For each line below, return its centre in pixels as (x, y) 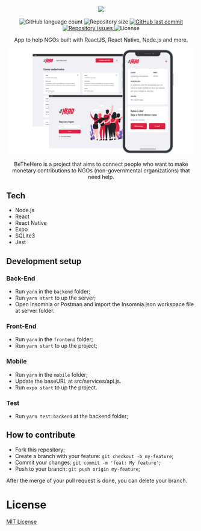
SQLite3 (25, 236)
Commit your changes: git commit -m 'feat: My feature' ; (88, 462)
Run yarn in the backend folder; (53, 292)
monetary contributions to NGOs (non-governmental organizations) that (101, 170)
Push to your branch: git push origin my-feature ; (77, 469)
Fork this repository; (40, 450)
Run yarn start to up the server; (55, 298)
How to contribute (41, 435)
